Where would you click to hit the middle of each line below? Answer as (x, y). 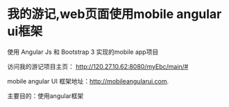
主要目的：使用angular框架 (45, 96)
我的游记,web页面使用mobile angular (114, 14)
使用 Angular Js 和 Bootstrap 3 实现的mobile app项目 (83, 52)
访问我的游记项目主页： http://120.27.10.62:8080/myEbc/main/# (98, 66)
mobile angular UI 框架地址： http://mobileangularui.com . (88, 81)
